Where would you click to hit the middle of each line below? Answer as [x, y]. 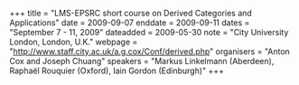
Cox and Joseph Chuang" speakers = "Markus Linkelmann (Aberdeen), [142, 61]
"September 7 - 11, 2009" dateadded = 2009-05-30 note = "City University [149, 32]
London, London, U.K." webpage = [74, 42]
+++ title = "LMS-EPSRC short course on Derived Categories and [131, 13]
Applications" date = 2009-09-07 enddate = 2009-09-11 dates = [130, 23]
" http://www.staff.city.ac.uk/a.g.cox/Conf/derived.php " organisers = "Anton [150, 52]
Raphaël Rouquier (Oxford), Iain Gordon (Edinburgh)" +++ [117, 71]
